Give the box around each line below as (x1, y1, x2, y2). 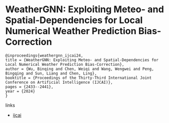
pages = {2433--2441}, (5, 84, 54, 89)
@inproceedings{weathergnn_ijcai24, (5, 53, 83, 58)
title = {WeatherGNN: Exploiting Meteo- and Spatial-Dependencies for (5, 57, 159, 62)
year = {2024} (5, 88, 36, 94)
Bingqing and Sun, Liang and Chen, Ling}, (5, 70, 97, 76)
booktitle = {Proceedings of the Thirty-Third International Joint (5, 75, 152, 80)
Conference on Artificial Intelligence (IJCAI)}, (5, 80, 113, 85)
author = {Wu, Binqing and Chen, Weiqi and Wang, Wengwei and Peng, (5, 66, 154, 71)
